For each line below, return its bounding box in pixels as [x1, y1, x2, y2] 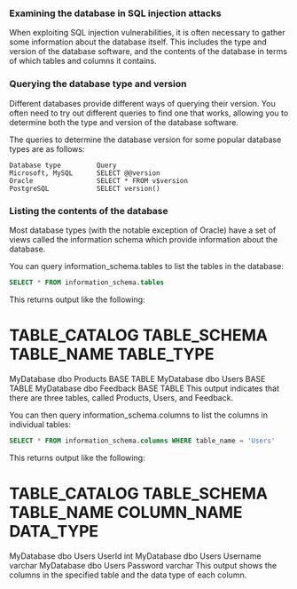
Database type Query [9, 161, 117, 170]
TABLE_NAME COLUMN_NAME [9, 502, 243, 522]
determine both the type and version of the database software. [9, 116, 239, 127]
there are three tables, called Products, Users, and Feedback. [9, 392, 233, 402]
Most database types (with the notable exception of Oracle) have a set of [9, 225, 277, 235]
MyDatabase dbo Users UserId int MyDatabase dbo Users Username [9, 550, 262, 561]
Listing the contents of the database [9, 204, 168, 217]
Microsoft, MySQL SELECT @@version [9, 168, 161, 178]
